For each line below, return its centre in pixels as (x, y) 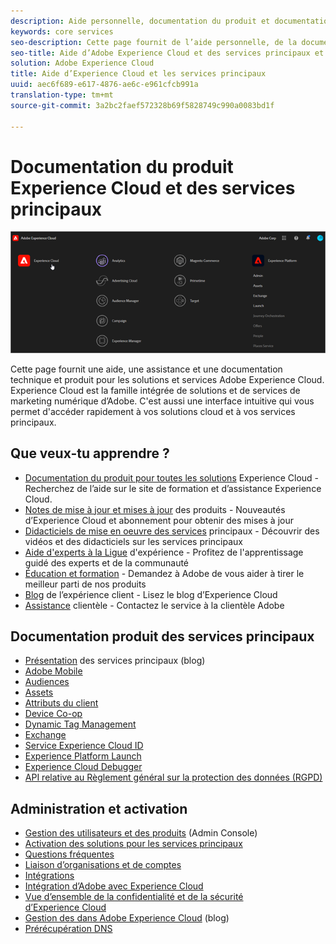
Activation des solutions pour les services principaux (133, 844)
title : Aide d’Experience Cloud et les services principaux (138, 74)
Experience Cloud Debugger (83, 767)
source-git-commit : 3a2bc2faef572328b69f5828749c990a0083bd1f (142, 105)
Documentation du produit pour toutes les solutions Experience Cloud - (172, 477)
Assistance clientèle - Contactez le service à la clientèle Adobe (154, 605)
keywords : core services (62, 31)
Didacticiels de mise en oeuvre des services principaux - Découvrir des (172, 531)
